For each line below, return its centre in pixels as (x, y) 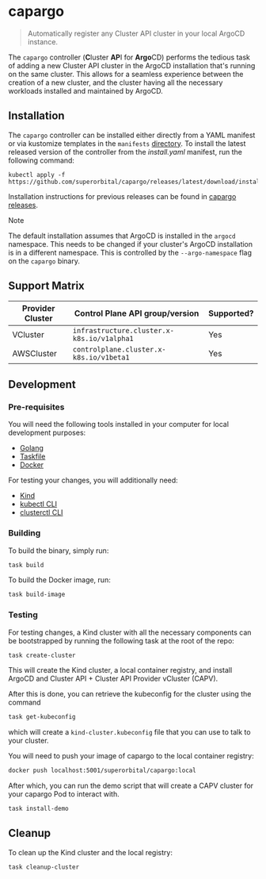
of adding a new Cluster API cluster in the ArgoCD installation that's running (132, 65)
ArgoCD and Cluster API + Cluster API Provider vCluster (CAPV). (113, 679)
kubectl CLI (38, 504)
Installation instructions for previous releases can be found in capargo (122, 196)
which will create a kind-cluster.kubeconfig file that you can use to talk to (129, 732)
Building (25, 533)
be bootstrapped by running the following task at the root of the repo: (122, 640)
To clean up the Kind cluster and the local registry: (90, 852)
